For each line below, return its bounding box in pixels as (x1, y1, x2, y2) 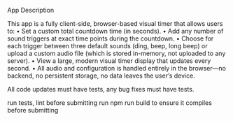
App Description (7, 6, 55, 14)
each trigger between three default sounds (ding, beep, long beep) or (7, 42, 208, 50)
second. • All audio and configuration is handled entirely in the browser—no (7, 64, 226, 72)
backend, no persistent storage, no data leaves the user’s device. (7, 71, 196, 80)
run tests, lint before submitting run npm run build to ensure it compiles (7, 99, 212, 107)
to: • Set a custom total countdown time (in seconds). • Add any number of (7, 27, 224, 35)
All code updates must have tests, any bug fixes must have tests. (7, 85, 195, 93)
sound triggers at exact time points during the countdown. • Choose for (7, 34, 214, 43)
